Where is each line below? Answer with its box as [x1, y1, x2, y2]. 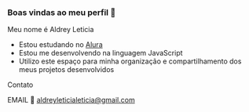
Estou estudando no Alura [18, 40, 103, 49]
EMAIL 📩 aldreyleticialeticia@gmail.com [7, 96, 135, 105]
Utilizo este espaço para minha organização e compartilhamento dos [18, 56, 242, 66]
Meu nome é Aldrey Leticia [7, 25, 94, 34]
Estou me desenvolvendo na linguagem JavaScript [18, 49, 183, 58]
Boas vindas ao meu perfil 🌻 [7, 7, 116, 18]
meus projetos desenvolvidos [18, 65, 115, 74]
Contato [7, 80, 34, 89]
